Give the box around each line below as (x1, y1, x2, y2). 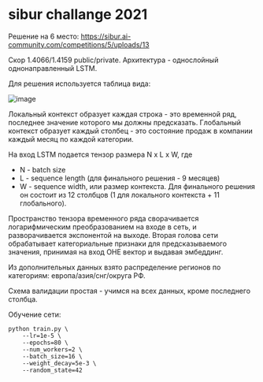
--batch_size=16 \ (22, 352, 83, 360)
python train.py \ (8, 325, 69, 332)
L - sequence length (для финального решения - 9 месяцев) (19, 173, 220, 183)
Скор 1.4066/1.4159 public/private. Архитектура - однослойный (8, 55, 219, 65)
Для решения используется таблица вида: (8, 79, 151, 88)
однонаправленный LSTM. (8, 63, 98, 72)
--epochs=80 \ (22, 339, 69, 347)
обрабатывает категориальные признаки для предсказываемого (8, 239, 227, 248)
